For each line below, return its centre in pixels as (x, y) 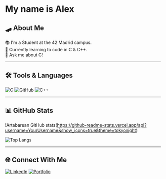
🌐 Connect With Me (36, 160)
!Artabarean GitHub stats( (31, 125)
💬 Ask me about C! (24, 55)
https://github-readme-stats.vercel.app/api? (102, 125)
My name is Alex (40, 9)
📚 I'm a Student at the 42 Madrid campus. (48, 42)
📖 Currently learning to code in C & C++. (46, 50)
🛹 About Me (25, 28)
